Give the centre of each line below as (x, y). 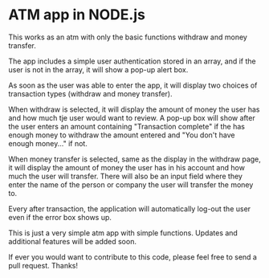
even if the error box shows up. (60, 217)
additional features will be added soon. (72, 241)
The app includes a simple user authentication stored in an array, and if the (132, 61)
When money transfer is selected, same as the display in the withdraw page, (134, 159)
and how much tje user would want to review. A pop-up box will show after (132, 117)
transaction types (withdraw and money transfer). (90, 93)
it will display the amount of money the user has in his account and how (126, 167)
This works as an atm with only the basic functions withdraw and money (128, 37)
